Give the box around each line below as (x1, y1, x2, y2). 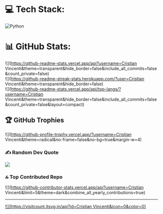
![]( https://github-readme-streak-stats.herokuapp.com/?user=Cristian (5, 76, 145, 81)
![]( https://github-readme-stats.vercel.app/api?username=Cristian (5, 60, 137, 66)
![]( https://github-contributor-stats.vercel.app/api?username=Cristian (5, 184, 144, 190)
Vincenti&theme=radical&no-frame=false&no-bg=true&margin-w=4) (5, 137, 142, 142)
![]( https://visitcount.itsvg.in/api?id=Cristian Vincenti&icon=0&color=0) (5, 204, 147, 210)
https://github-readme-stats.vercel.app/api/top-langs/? (11, 86, 121, 92)
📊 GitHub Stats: (5, 41, 71, 52)
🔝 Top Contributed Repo (5, 173, 63, 180)
